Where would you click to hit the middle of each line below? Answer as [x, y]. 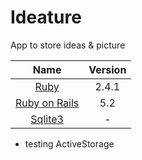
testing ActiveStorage [69, 143]
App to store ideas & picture [68, 45]
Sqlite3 [47, 119]
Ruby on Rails [47, 103]
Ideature [46, 17]
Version [107, 69]
